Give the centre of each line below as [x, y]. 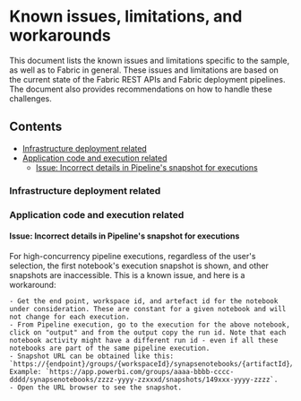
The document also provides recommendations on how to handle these [141, 89]
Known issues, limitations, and [126, 17]
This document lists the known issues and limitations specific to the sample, [150, 60]
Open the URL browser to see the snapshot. [99, 388]
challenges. [30, 98]
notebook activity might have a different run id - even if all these [144, 340]
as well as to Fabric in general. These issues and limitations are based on [144, 70]
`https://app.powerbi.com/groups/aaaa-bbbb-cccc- [140, 371]
